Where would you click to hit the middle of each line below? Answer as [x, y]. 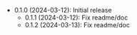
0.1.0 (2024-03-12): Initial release [63, 10]
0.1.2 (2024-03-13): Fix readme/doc [77, 25]
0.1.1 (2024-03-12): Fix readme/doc [76, 17]
